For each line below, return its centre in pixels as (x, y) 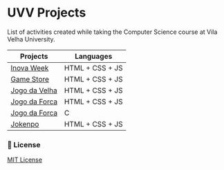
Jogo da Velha (34, 90)
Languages (94, 56)
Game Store (30, 79)
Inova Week (30, 68)
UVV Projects (47, 13)
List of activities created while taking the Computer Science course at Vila (112, 32)
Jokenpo (25, 124)
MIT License (25, 160)
